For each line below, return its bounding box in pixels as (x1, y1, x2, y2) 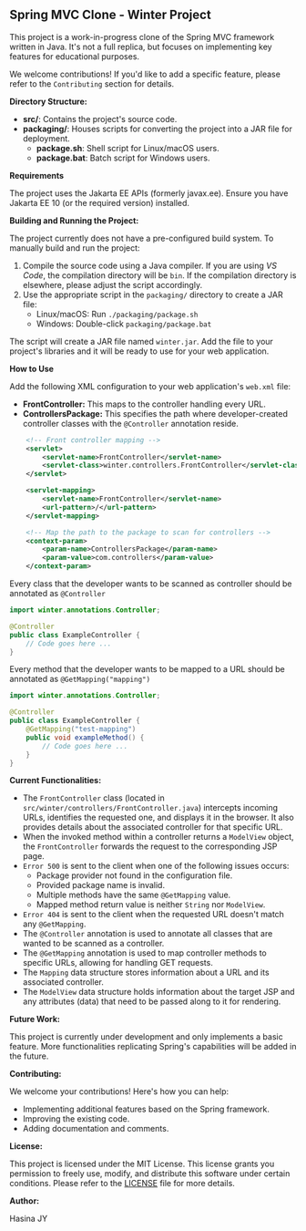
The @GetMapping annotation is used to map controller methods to (22, 947, 267, 958)
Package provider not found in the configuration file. (36, 870, 233, 881)
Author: (9, 1195, 40, 1206)
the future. (9, 1050, 49, 1061)
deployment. (22, 132, 70, 144)
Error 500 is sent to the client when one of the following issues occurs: (22, 861, 290, 872)
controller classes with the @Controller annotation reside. (22, 418, 240, 429)
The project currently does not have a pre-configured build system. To (9, 233, 274, 243)
